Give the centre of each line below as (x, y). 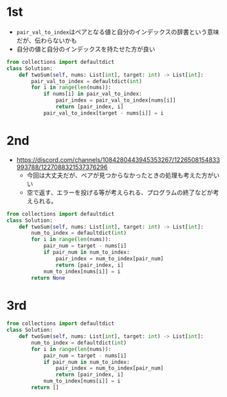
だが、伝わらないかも (46, 40)
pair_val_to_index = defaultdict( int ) (87, 81)
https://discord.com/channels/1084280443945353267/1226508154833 (118, 159)
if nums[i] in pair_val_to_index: (93, 94)
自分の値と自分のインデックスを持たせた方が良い (86, 49)
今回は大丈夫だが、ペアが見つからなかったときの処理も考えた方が (120, 175)
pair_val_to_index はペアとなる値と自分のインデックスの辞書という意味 (118, 32)
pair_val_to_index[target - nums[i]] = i (104, 113)
